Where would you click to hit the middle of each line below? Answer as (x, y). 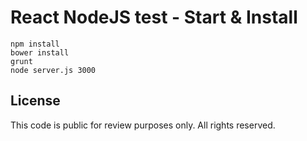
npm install (35, 44)
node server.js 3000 (53, 70)
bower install (40, 52)
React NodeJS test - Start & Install (154, 17)
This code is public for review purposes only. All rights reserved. (143, 125)
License (35, 101)
